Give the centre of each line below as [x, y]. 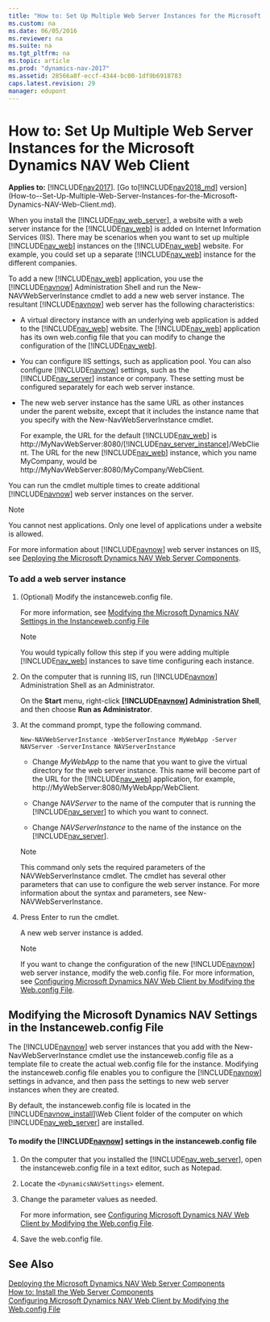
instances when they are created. [64, 1090]
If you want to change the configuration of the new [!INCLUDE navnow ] [137, 964]
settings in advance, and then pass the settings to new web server [119, 1081]
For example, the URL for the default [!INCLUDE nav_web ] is [118, 436]
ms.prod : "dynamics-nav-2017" [59, 69]
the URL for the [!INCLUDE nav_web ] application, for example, [134, 779]
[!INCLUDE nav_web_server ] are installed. [77, 1123]
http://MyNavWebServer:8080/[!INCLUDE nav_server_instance [123, 444]
